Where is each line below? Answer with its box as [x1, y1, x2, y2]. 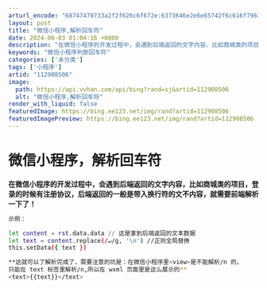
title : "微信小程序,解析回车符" [8, 26, 103, 34]
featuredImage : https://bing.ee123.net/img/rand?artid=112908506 [8, 108, 229, 116]
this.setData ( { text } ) [8, 244, 87, 252]
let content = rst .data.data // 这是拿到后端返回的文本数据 [8, 229, 196, 237]
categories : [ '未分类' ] [8, 56, 83, 64]
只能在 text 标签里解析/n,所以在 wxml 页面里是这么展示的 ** [8, 266, 188, 274]
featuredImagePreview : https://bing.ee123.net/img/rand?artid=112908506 [8, 115, 254, 123]
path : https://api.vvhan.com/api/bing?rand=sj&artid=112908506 [15, 85, 229, 94]
